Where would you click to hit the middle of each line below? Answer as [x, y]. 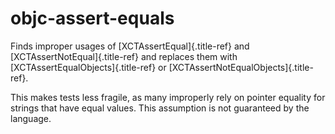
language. [31, 118]
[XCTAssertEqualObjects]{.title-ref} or [88, 67]
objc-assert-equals [92, 18]
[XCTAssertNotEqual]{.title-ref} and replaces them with [124, 56]
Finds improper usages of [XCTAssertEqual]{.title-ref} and [130, 46]
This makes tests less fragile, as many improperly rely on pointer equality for [168, 97]
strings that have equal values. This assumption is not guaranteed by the [160, 108]
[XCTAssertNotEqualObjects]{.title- [241, 67]
